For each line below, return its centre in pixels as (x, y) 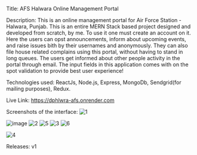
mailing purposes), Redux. (38, 89)
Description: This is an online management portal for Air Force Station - (94, 20)
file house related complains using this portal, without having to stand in (95, 52)
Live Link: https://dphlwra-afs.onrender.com (60, 100)
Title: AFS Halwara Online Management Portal (62, 9)
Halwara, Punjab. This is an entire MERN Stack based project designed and (98, 27)
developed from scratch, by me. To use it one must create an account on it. (98, 33)
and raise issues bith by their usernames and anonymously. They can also (97, 45)
